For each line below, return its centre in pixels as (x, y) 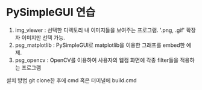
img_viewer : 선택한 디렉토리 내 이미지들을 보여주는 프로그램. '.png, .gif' (100, 30)
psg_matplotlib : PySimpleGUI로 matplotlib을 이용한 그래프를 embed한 (100, 45)
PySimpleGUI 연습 (51, 12)
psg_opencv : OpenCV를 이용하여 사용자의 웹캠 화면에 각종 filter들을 (97, 60)
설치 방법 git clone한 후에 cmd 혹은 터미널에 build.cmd (71, 80)
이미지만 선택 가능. (43, 37)
